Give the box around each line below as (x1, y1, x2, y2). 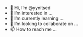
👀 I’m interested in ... (10, 10, 53, 16)
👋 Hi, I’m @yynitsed (10, 5, 51, 10)
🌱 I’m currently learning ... (10, 15, 64, 21)
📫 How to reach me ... (10, 26, 57, 32)
